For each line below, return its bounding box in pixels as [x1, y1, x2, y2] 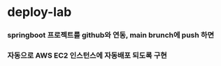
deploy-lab [7, 4, 72, 20]
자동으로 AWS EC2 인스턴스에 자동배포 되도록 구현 [7, 51, 168, 60]
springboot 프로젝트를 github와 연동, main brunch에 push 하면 [7, 31, 215, 40]
